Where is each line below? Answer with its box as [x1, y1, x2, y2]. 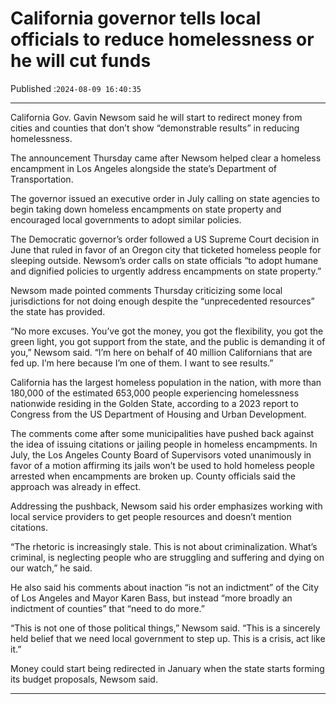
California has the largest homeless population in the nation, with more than [10, 376, 322, 388]
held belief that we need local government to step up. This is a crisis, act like [10, 632, 326, 644]
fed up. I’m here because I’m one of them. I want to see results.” [10, 357, 274, 369]
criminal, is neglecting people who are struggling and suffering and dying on [10, 551, 325, 563]
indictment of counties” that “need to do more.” [10, 602, 205, 614]
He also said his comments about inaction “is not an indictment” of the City [10, 581, 320, 593]
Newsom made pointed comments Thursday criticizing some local [10, 284, 283, 296]
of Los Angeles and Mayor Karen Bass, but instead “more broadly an [10, 592, 293, 604]
